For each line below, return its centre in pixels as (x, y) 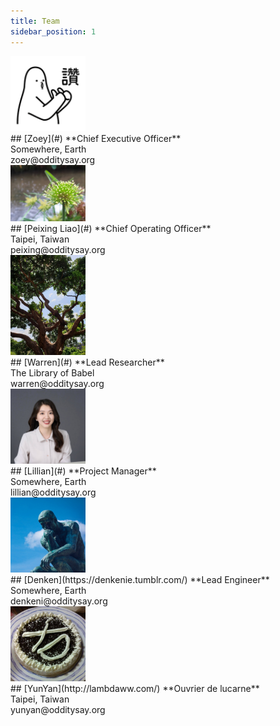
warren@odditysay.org (57, 383)
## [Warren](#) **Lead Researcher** (87, 362)
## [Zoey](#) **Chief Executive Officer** (96, 138)
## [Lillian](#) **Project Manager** (83, 471)
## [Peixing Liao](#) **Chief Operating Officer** (111, 228)
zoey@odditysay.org (53, 159)
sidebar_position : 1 (53, 31)
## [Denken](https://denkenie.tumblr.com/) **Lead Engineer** (140, 579)
